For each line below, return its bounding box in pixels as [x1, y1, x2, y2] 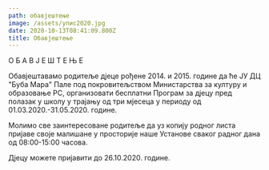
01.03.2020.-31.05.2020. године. [8, 105, 118, 115]
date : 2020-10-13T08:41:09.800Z [8, 26, 116, 34]
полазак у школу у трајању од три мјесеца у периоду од [8, 97, 202, 106]
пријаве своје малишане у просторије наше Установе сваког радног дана [8, 129, 261, 139]
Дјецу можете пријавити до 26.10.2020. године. [8, 153, 171, 163]
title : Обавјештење [8, 34, 74, 42]
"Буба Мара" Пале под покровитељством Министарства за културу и [8, 80, 247, 89]
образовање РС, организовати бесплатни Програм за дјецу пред [8, 89, 232, 98]
